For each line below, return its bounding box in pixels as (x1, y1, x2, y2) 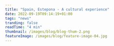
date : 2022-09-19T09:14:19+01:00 (5, 11, 73, 16)
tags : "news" (5, 16, 32, 21)
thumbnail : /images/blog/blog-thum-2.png (5, 29, 90, 34)
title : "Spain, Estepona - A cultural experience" (5, 7, 110, 12)
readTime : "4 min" (5, 25, 42, 30)
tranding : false (5, 20, 38, 25)
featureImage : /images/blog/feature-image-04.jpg (5, 34, 108, 39)
